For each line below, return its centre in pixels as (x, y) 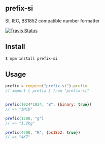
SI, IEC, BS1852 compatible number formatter (52, 20)
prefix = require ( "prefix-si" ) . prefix (46, 86)
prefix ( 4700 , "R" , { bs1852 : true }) (43, 132)
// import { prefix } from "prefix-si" (47, 91)
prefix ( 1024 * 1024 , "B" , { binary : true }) (49, 105)
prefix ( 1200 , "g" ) (25, 118)
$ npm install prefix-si (31, 58)
